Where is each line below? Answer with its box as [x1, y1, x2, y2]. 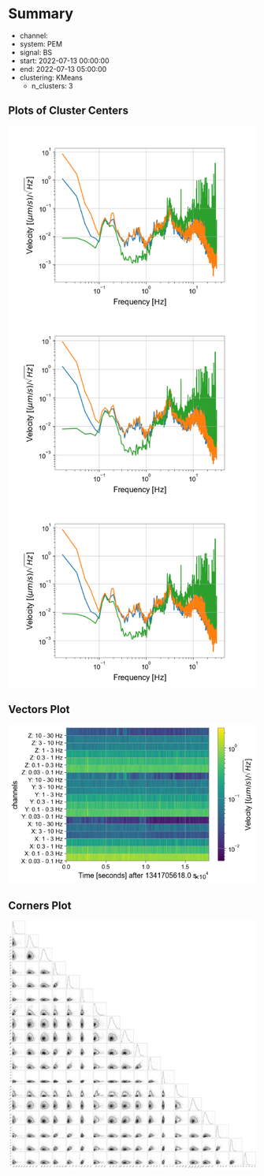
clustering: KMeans [19, 73, 83, 82]
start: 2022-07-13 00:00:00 [19, 56, 110, 65]
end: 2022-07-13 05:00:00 [19, 64, 107, 73]
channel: [19, 31, 49, 40]
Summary [8, 5, 73, 23]
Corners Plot [8, 899, 72, 913]
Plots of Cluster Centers [8, 104, 128, 118]
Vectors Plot [8, 703, 70, 716]
